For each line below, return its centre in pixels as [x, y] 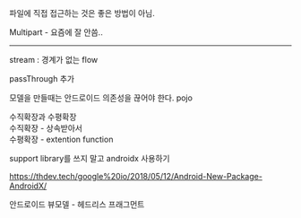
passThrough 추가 [42, 78]
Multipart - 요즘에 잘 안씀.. [56, 32]
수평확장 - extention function [61, 139]
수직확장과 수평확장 [43, 117]
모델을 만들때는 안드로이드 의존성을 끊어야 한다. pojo [101, 98]
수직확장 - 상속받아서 [46, 128]
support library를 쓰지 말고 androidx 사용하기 [90, 158]
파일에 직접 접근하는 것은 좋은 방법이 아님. [82, 13]
